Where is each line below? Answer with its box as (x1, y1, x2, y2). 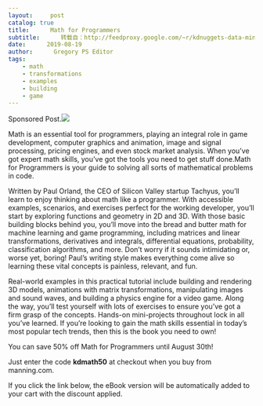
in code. (8, 171, 34, 181)
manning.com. (8, 366, 55, 375)
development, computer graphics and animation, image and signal (8, 138, 222, 148)
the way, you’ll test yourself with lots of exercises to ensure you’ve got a (8, 302, 241, 311)
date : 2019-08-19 (8, 41, 82, 49)
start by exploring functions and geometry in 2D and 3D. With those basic (8, 211, 246, 221)
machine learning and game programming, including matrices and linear (8, 229, 240, 238)
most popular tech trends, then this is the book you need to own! (8, 327, 217, 336)
